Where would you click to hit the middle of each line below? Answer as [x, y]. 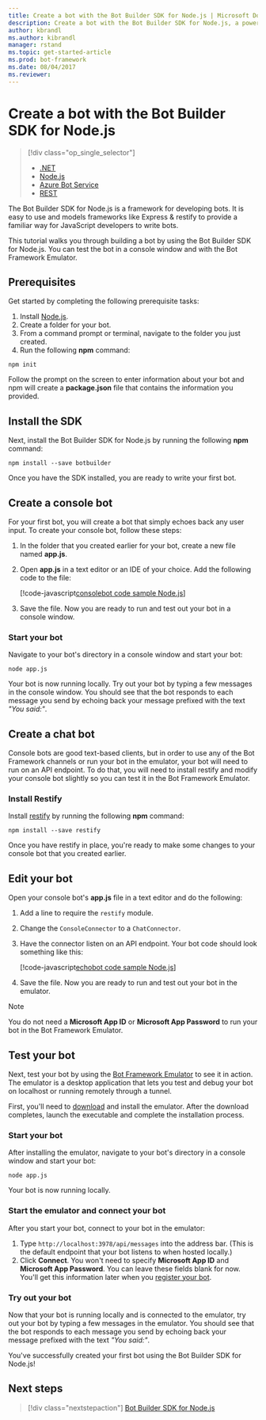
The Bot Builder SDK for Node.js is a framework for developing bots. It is [126, 208]
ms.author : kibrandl [42, 38]
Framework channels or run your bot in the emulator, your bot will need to [128, 762]
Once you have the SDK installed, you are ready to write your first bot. [122, 478]
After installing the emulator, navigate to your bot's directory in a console [127, 1152]
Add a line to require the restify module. [86, 913]
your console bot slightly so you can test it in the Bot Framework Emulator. [129, 779]
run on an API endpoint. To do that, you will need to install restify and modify [133, 770]
